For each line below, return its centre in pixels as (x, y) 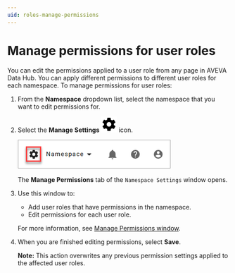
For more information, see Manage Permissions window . (99, 228)
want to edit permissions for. (59, 107)
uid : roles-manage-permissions (53, 15)
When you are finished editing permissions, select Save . (99, 242)
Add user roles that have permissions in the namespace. (109, 207)
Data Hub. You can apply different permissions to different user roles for (112, 78)
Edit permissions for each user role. (80, 214)
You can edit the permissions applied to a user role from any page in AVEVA (117, 70)
